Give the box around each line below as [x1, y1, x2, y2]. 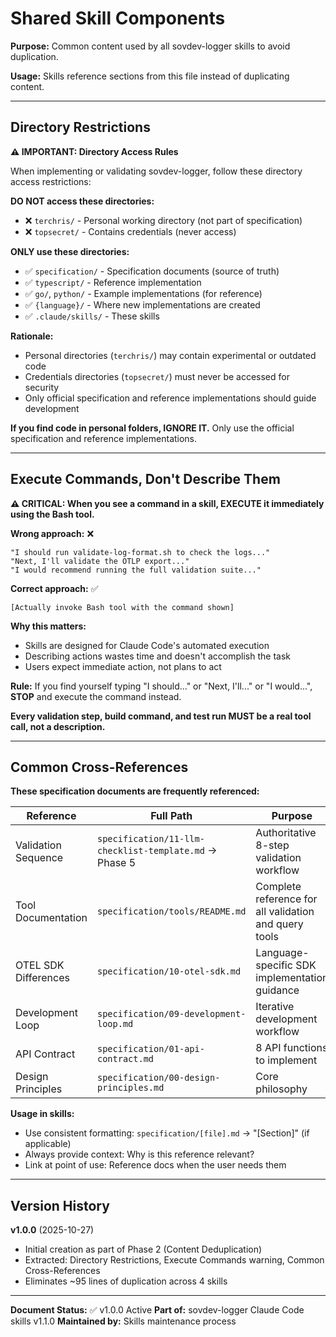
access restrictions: [10, 175, 92, 187]
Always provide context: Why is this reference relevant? [24, 1148, 255, 1161]
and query [255, 917, 304, 931]
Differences [15, 971, 70, 985]
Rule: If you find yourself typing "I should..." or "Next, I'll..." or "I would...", [10, 680, 313, 692]
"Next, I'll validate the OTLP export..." [10, 556, 190, 566]
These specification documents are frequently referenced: [10, 785, 260, 797]
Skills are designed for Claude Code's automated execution [24, 639, 270, 651]
